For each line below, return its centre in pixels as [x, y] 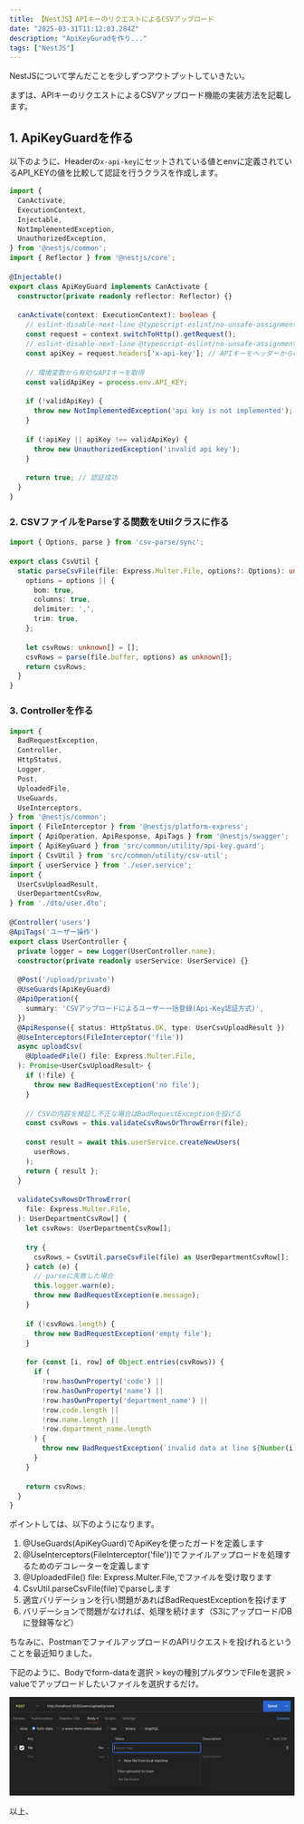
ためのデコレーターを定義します [90, 1566]
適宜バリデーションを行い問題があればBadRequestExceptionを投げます [155, 1600]
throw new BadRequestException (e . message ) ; [117, 1295]
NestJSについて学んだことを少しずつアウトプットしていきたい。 [130, 76]
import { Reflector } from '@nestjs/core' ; [93, 258]
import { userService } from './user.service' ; [101, 865]
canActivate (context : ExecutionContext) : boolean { [117, 315]
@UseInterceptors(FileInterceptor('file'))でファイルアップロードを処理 [152, 1555]
